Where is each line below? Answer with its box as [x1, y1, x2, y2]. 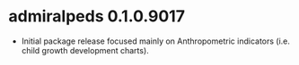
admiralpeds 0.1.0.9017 [8, 6, 186, 27]
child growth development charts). [21, 45, 149, 55]
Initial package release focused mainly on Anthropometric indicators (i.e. [21, 36, 291, 46]
